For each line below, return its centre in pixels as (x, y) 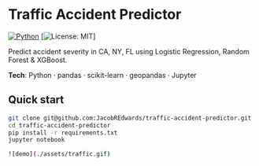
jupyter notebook (37, 140)
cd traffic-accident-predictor (59, 125)
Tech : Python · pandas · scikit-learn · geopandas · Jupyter (102, 75)
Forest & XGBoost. (38, 60)
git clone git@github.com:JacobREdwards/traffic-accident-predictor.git (130, 118)
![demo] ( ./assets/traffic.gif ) (59, 154)
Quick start (36, 100)
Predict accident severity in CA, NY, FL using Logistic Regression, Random (129, 51)
